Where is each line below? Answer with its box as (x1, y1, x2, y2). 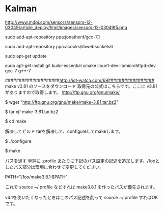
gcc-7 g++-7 (5, 67, 31, 74)
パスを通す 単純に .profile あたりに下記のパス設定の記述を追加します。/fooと (5, 158, 160, 164)
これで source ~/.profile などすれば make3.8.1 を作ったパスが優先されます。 (5, 184, 158, 190)
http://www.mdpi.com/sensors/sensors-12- (5, 19, 93, 25)
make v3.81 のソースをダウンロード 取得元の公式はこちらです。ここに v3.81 (5, 83, 158, 89)
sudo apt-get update (5, 53, 47, 59)
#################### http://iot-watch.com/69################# (5, 77, 155, 83)
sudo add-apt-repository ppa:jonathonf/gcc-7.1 (5, 34, 100, 40)
